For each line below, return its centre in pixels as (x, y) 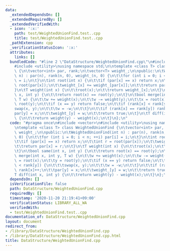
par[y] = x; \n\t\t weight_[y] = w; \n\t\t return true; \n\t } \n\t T (82, 114)
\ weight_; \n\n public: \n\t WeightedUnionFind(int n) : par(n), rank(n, (90, 132)
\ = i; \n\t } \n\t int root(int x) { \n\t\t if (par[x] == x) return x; (87, 80)
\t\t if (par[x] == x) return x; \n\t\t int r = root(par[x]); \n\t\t (86, 142)
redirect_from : (21, 226)
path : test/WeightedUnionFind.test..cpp (57, 33)
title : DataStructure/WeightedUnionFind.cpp (53, 240)
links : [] (25, 57)
